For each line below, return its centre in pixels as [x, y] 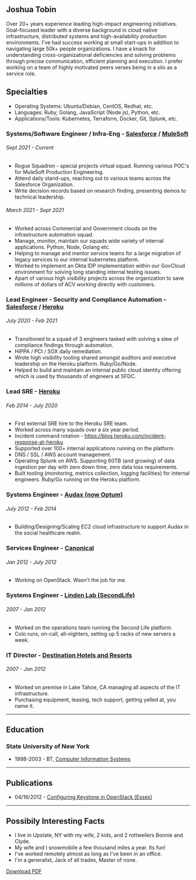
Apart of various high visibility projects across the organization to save [99, 278]
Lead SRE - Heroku [33, 391]
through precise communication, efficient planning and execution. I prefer [94, 61]
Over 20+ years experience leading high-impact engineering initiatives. [92, 23]
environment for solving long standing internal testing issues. [88, 272]
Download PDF [24, 871]
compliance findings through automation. [64, 345]
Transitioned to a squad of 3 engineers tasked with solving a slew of [97, 339]
